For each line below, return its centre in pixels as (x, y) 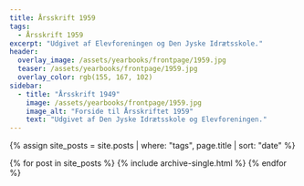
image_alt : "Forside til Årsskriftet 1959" (110, 111)
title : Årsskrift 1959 (52, 18)
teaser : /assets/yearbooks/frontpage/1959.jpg (108, 69)
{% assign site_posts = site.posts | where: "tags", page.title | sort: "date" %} (152, 146)
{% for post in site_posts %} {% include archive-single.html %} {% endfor (148, 163)
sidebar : (26, 86)
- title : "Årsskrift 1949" (69, 94)
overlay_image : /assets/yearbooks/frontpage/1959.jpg (122, 60)
